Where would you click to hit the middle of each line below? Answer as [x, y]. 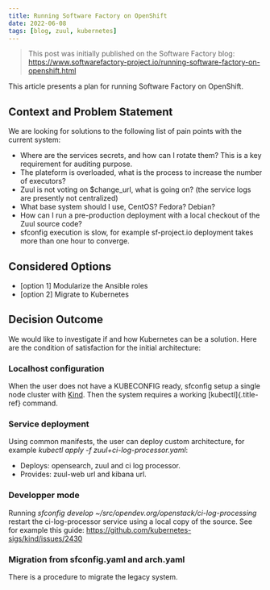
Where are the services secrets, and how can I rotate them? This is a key [141, 156]
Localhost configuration [56, 368]
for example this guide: [46, 530]
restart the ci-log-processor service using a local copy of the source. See [130, 521]
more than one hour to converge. [75, 241]
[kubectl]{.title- [233, 395]
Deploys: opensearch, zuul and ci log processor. [100, 466]
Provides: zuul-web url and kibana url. [83, 474]
